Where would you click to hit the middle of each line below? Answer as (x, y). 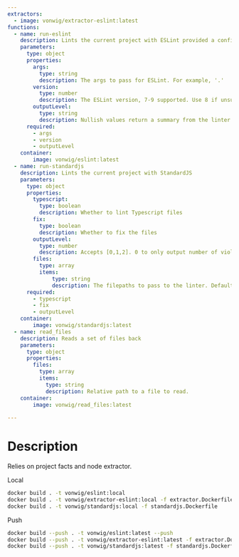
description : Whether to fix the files (98, 232)
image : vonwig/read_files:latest (83, 405)
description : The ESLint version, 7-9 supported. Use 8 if (128, 100)
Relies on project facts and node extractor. (70, 467)
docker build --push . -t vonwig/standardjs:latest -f (90, 546)
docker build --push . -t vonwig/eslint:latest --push (90, 533)
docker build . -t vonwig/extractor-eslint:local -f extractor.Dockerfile (121, 499)
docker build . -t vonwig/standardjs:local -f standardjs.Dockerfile (113, 506)
